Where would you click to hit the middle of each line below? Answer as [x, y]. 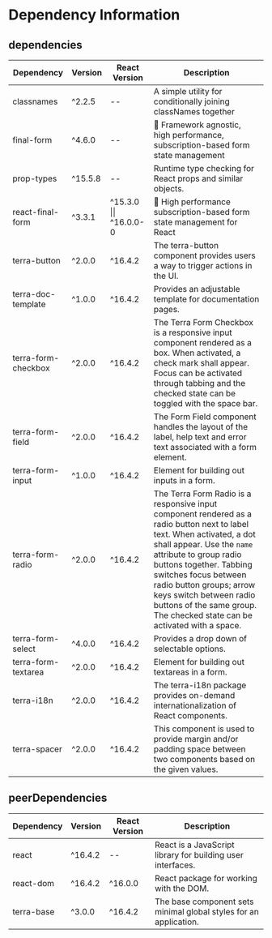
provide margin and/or [196, 739]
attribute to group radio [198, 555]
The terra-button [186, 245]
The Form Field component [205, 417]
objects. [169, 188]
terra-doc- [34, 294]
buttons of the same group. [205, 605]
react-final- [36, 212]
